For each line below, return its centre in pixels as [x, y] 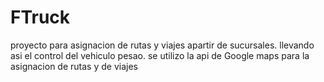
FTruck [40, 17]
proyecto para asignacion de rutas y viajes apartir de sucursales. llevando [162, 45]
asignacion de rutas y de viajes [74, 66]
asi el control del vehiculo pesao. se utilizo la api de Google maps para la [160, 55]
